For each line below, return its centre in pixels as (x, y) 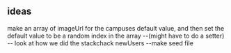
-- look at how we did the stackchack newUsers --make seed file (100, 43)
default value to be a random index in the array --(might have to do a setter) (116, 36)
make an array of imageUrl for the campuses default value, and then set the (116, 28)
